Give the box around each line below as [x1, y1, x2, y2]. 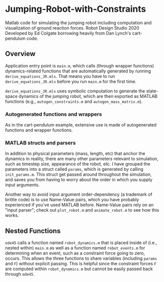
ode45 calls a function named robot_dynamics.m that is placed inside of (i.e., [5, 240, 158, 246]
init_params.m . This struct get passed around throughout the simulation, [5, 171, 152, 178]
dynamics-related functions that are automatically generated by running [5, 68, 151, 74]
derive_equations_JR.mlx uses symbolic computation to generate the [5, 88, 145, 94]
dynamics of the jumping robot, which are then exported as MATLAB [19, 93, 158, 99]
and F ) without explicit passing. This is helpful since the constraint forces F [5, 261, 157, 267]
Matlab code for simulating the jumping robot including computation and [5, 20, 152, 26]
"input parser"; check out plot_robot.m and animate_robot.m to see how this [5, 207, 159, 213]
